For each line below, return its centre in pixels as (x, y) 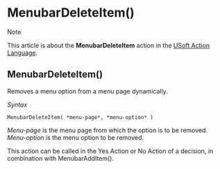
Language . (23, 53)
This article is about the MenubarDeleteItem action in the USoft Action (109, 45)
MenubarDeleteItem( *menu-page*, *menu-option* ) (81, 117)
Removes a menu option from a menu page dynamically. (87, 91)
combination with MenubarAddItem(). (61, 158)
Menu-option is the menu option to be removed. (76, 137)
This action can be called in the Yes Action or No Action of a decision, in (110, 151)
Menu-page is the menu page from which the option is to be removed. (108, 130)
